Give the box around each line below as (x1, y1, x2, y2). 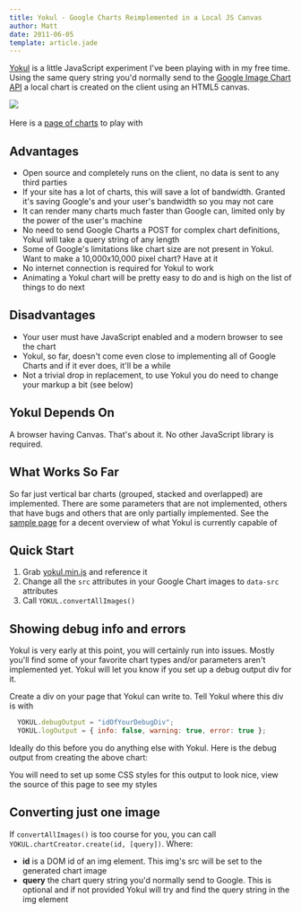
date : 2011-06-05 (9, 30, 74, 39)
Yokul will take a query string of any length (21, 234, 180, 245)
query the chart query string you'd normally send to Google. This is (21, 874, 271, 885)
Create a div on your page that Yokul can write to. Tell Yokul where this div (9, 691, 284, 702)
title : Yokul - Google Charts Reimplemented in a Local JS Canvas (9, 13, 262, 22)
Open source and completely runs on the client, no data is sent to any (21, 168, 279, 178)
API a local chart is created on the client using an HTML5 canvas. (9, 82, 251, 92)
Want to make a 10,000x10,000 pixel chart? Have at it (21, 253, 219, 265)
